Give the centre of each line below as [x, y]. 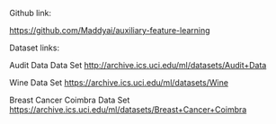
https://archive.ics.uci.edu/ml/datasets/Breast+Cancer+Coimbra [128, 110]
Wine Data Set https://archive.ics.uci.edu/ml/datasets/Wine [119, 83]
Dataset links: [35, 48]
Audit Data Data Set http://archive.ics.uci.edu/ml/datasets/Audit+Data [138, 65]
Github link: [31, 13]
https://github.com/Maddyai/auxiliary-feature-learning [110, 30]
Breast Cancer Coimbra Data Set [70, 100]
